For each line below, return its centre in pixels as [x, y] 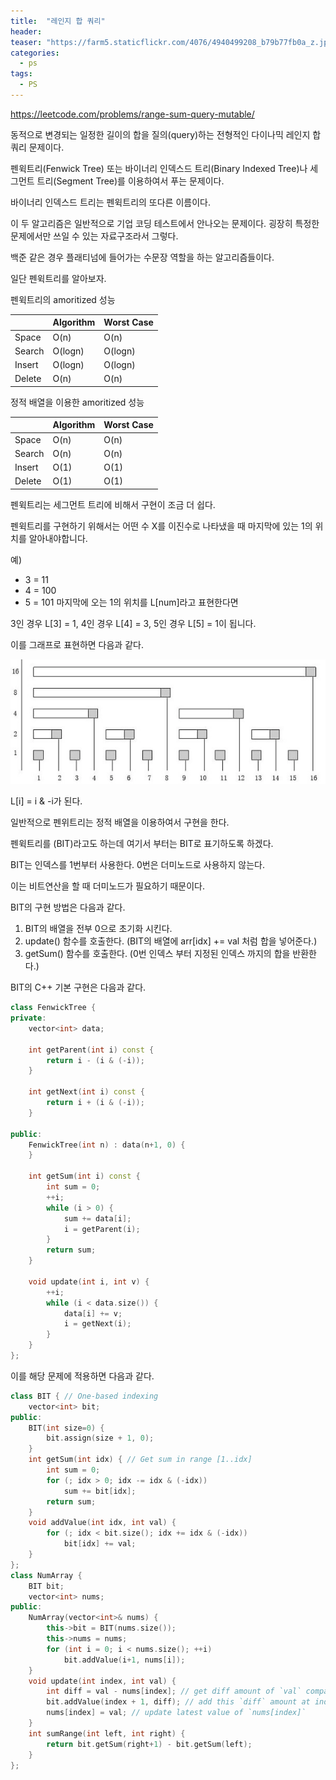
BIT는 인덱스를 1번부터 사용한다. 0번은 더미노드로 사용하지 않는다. [137, 865]
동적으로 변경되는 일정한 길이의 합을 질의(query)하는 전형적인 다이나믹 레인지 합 [166, 134]
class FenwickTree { [53, 1008]
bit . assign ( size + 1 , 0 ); [100, 1438]
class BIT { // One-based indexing [84, 1396]
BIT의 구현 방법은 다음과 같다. [68, 907]
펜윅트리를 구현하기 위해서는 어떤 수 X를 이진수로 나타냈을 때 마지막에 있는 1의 [161, 526]
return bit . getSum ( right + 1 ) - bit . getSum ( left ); [149, 1744]
